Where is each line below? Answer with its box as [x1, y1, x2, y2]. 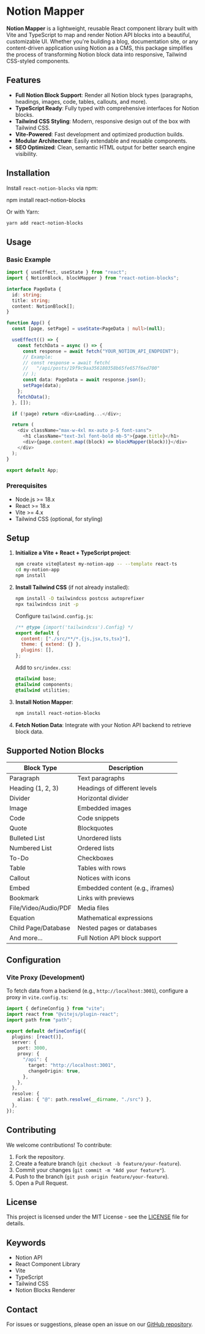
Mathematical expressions [77, 914, 153, 922]
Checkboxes [77, 854, 114, 862]
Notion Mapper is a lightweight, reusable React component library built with [6, 25, 198, 32]
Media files [77, 904, 110, 913]
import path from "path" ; [6, 1016, 72, 1023]
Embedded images [77, 804, 132, 813]
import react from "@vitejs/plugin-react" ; [6, 1011, 119, 1017]
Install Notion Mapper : [15, 698, 73, 706]
